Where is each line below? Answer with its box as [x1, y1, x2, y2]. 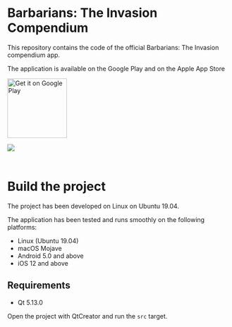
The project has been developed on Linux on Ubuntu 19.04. [7, 202, 180, 210]
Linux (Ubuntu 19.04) [17, 236, 79, 245]
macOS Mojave [17, 244, 62, 252]
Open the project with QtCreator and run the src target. [7, 311, 168, 320]
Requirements [7, 280, 71, 292]
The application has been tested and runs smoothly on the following [7, 215, 205, 223]
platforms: [7, 223, 37, 231]
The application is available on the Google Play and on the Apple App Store [7, 64, 226, 73]
